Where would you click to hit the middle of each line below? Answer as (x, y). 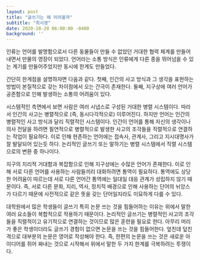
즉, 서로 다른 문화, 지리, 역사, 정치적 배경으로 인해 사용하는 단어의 (99, 187)
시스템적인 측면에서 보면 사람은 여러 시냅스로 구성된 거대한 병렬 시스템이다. (93, 107)
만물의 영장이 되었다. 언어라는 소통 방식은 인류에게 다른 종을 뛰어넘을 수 (105, 59)
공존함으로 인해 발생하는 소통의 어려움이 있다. (59, 94)
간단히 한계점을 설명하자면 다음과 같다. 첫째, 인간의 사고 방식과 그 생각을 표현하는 (100, 79)
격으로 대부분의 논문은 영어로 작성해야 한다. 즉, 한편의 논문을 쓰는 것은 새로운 (95, 237)
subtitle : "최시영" (28, 23)
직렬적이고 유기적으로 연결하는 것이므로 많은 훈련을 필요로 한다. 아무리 (99, 222)
